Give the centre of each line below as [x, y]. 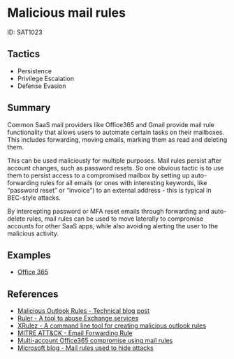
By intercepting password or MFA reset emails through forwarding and [108, 211]
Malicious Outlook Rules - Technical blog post [83, 311]
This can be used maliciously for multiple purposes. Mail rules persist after [115, 160]
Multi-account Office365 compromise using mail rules [95, 341]
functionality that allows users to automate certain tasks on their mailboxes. [116, 132]
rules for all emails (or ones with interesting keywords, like [124, 182]
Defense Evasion [42, 86]
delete [16, 219]
